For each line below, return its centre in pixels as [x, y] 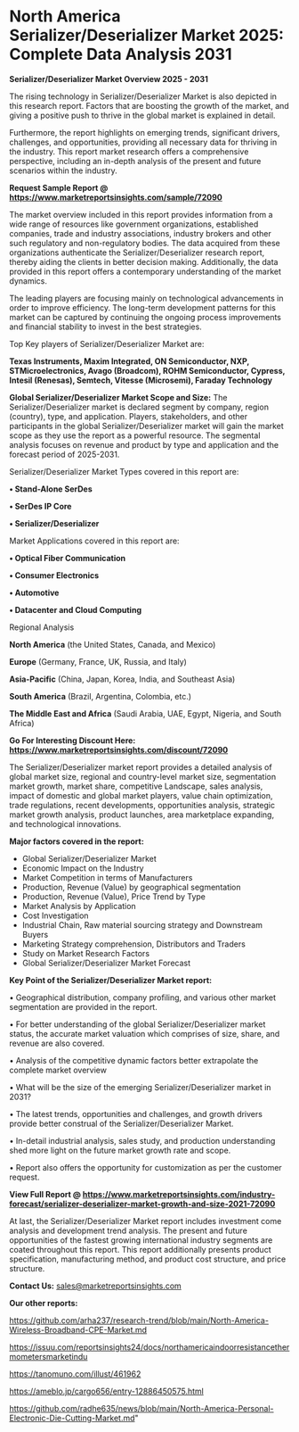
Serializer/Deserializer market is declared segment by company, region [139, 407]
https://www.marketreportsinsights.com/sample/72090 [116, 197]
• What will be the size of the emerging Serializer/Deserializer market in [140, 1087]
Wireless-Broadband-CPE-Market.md [78, 1329]
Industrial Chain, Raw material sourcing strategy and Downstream [142, 924]
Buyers [35, 934]
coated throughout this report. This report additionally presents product [140, 1249]
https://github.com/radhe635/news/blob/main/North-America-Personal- [141, 1408]
